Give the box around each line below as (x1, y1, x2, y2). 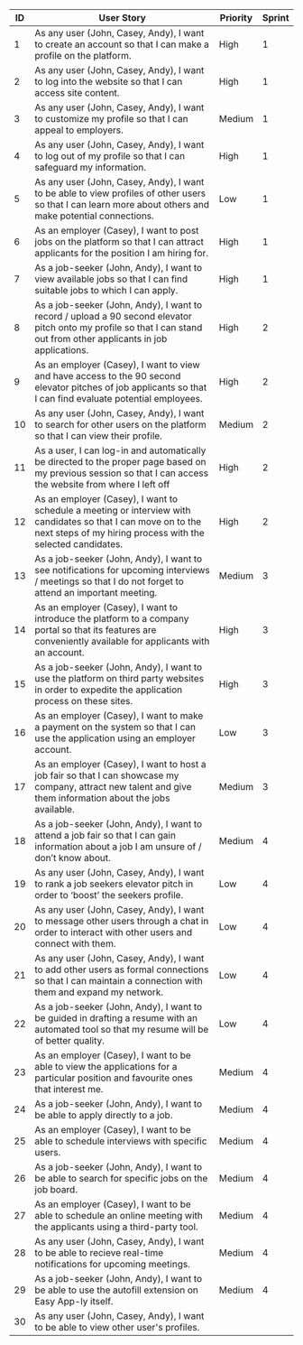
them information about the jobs (34, 792, 170, 804)
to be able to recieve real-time (34, 1247, 164, 1258)
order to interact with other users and (34, 926, 193, 938)
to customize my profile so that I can (34, 113, 188, 125)
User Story (98, 12, 146, 23)
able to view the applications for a (34, 1061, 178, 1072)
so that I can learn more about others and (34, 199, 210, 210)
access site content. (34, 87, 120, 98)
